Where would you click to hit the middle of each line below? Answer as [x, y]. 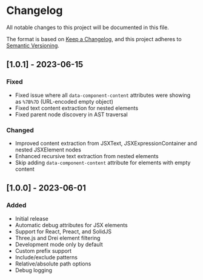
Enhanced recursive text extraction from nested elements [87, 156]
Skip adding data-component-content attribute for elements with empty [103, 162]
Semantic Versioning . [33, 45]
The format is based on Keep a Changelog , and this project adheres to [94, 39]
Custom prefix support [43, 251]
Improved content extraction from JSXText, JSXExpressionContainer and [106, 143]
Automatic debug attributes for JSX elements [72, 225]
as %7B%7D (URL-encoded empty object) [64, 101]
